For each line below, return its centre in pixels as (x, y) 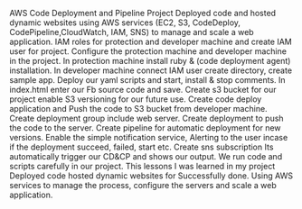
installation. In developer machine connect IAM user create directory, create (151, 70)
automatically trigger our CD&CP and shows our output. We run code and (146, 156)
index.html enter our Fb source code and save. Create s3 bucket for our (143, 90)
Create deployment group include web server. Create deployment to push (146, 118)
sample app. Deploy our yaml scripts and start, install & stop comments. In (148, 80)
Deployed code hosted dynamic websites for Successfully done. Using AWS (151, 176)
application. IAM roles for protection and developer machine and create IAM (151, 41)
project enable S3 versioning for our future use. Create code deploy (136, 99)
